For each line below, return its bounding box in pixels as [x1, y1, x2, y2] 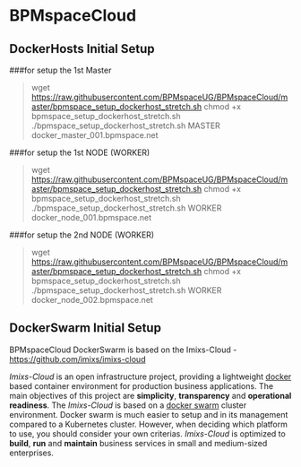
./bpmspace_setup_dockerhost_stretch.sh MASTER [30, 120, 221, 131]
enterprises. [9, 447, 54, 458]
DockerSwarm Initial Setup [9, 320, 161, 336]
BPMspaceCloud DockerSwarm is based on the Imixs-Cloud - [9, 344, 237, 355]
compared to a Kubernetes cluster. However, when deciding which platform [9, 419, 288, 429]
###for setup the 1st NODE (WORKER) [9, 147, 150, 158]
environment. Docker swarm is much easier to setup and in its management [9, 409, 288, 419]
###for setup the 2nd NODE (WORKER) [9, 229, 155, 240]
